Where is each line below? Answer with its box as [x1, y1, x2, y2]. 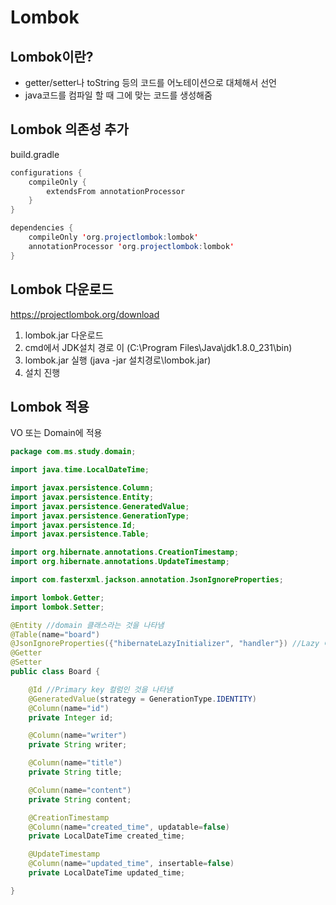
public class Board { [10, 667, 101, 677]
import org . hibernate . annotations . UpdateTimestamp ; [10, 557, 230, 567]
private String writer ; [28, 740, 128, 750]
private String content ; [28, 794, 132, 805]
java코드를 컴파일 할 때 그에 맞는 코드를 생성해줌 [24, 89, 213, 101]
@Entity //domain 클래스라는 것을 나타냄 [10, 620, 165, 630]
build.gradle [10, 148, 60, 160]
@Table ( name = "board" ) [10, 629, 101, 640]
